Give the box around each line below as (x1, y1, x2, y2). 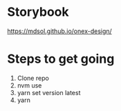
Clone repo (17, 74, 50, 82)
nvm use (17, 81, 42, 90)
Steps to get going (7, 51, 115, 67)
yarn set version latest (17, 88, 81, 97)
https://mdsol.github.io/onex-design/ (7, 27, 112, 35)
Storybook (7, 4, 69, 20)
